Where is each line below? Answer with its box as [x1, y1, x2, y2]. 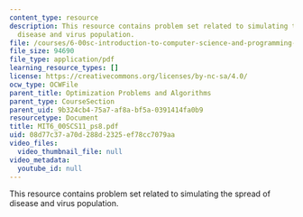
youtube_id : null [17, 164, 83, 173]
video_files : [9, 139, 59, 148]
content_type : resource [9, 13, 99, 23]
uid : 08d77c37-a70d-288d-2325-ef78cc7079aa [9, 131, 176, 140]
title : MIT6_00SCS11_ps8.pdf [9, 122, 119, 131]
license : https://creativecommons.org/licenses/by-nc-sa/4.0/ [9, 72, 248, 81]
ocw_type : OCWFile [9, 80, 78, 89]
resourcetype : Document [9, 113, 99, 122]
